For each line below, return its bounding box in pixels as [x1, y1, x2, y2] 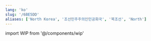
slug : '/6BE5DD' [5, 12, 39, 17]
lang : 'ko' [5, 7, 28, 12]
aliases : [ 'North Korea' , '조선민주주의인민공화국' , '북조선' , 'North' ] [5, 16, 146, 21]
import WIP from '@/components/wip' [5, 30, 84, 36]
